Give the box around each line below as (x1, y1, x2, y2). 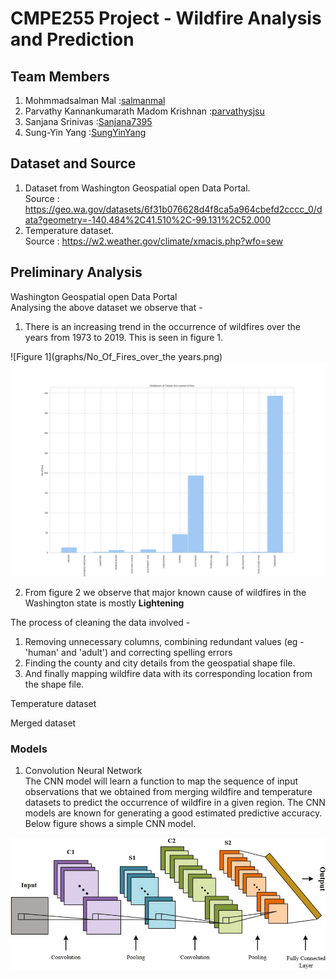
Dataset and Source (10, 155, 137, 172)
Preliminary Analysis (10, 264, 143, 281)
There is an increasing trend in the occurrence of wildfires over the (24, 320, 302, 332)
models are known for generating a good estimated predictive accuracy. (24, 807, 323, 819)
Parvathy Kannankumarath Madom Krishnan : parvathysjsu (24, 105, 265, 117)
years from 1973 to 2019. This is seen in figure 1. (24, 331, 224, 343)
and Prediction (10, 28, 135, 51)
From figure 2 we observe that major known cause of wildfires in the (24, 587, 307, 599)
